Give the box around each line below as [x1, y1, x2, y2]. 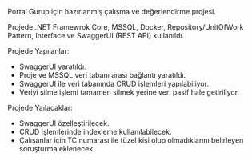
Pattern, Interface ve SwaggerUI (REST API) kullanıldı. [7, 31, 185, 40]
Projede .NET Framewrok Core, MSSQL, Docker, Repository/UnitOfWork [7, 22, 244, 31]
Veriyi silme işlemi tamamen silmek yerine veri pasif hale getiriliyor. [18, 87, 240, 97]
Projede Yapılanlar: [7, 46, 70, 55]
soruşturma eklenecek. [18, 144, 95, 153]
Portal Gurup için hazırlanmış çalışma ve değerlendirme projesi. [7, 7, 217, 16]
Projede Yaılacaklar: [7, 103, 73, 112]
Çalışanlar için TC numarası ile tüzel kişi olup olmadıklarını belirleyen [18, 135, 244, 145]
